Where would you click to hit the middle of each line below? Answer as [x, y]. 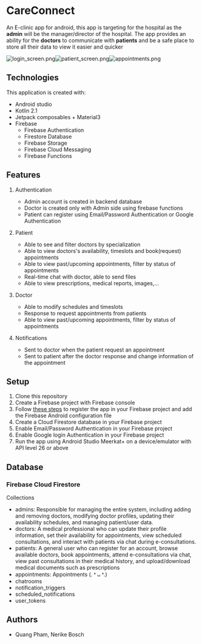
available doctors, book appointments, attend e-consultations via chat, [103, 555]
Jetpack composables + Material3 [58, 117]
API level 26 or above [42, 448]
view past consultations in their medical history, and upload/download [103, 561]
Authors [22, 620]
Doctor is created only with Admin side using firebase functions [103, 208]
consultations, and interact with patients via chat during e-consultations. [106, 542]
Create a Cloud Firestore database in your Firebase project [88, 422]
